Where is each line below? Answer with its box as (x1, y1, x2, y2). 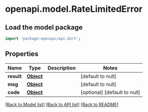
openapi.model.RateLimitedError (5, 3, 143, 15)
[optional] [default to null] (80, 89, 140, 96)
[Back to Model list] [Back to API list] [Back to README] (5, 101, 119, 107)
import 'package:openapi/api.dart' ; (5, 36, 81, 41)
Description (48, 64, 76, 71)
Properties (5, 50, 39, 58)
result (7, 73, 22, 79)
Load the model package (5, 23, 83, 32)
